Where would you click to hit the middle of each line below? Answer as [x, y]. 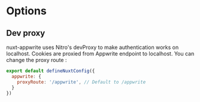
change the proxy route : [37, 60]
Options [26, 11]
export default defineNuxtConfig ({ [51, 71]
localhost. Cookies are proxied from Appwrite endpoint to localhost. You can [100, 54]
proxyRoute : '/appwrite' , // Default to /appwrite [81, 82]
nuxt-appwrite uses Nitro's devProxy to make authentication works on [93, 47]
